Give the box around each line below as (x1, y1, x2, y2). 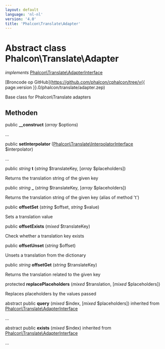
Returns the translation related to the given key (5, 271, 101, 277)
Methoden (5, 108, 38, 117)
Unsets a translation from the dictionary (5, 252, 86, 258)
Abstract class (5, 43, 66, 54)
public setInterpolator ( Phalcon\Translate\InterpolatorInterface (5, 141, 133, 147)
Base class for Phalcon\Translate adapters (5, 94, 91, 100)
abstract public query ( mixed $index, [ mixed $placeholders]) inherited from (5, 300, 160, 306)
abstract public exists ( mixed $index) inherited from (5, 325, 111, 331)
